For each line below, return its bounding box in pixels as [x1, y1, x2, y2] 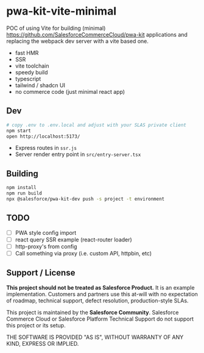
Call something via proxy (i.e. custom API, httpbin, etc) [15, 249, 152, 257]
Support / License [6, 268, 76, 278]
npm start [6, 127, 32, 134]
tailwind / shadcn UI [15, 81, 66, 89]
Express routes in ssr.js [15, 144, 77, 152]
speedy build [15, 68, 48, 76]
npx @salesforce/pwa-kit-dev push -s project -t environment [6, 196, 165, 202]
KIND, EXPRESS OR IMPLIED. [6, 340, 79, 347]
